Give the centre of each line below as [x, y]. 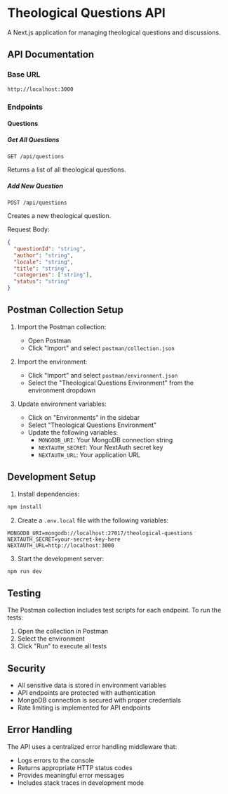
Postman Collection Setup [66, 310]
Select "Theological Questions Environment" [92, 425]
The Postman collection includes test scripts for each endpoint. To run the [114, 610]
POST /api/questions [38, 203]
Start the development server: [61, 558]
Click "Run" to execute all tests [62, 646]
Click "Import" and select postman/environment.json [103, 375]
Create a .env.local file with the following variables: [93, 520]
